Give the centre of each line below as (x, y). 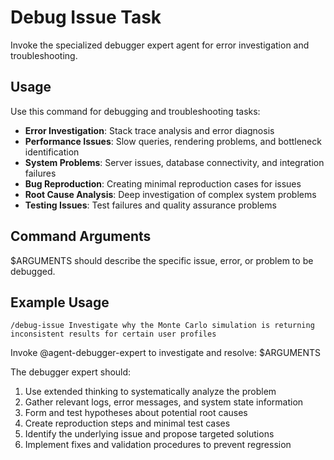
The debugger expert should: (71, 372)
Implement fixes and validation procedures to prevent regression (158, 445)
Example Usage (60, 302)
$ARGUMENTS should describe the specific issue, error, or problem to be (162, 260)
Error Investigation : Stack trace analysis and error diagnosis (149, 130)
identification (52, 152)
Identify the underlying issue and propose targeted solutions (149, 434)
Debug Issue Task (86, 17)
